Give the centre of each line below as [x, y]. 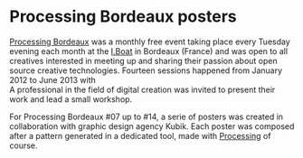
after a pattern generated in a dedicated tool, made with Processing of [140, 135]
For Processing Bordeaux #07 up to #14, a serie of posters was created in [146, 116]
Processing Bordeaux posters [123, 17]
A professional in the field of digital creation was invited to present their [142, 89]
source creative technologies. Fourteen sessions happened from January [146, 70]
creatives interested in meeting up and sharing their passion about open [143, 60]
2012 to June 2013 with [53, 79]
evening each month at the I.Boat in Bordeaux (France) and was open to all [148, 51]
